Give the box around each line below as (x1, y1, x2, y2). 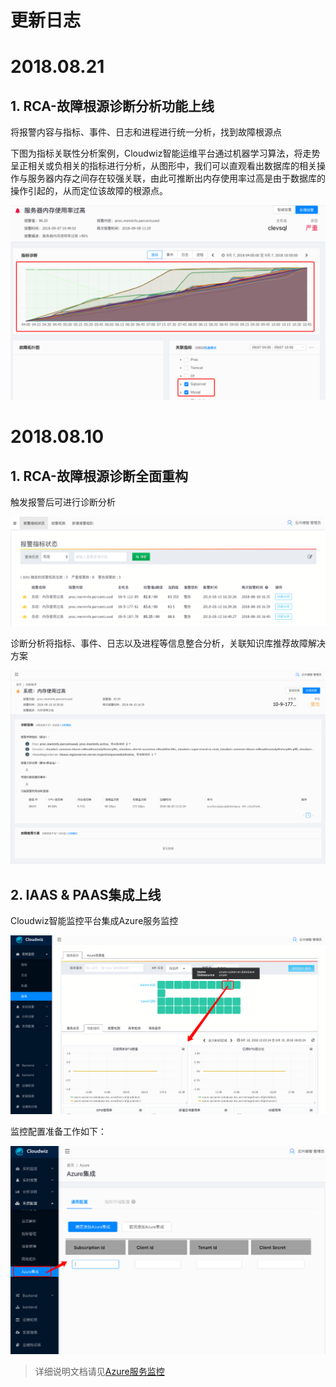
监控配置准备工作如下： (10, 1125, 107, 1137)
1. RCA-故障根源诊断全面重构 (10, 467, 188, 485)
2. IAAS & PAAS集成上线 (10, 886, 162, 903)
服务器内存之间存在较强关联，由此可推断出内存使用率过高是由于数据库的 (27, 172, 326, 185)
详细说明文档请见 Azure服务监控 (34, 1365, 165, 1377)
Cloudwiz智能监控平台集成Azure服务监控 (10, 915, 179, 927)
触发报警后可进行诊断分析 (10, 496, 116, 508)
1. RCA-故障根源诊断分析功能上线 (10, 97, 215, 115)
